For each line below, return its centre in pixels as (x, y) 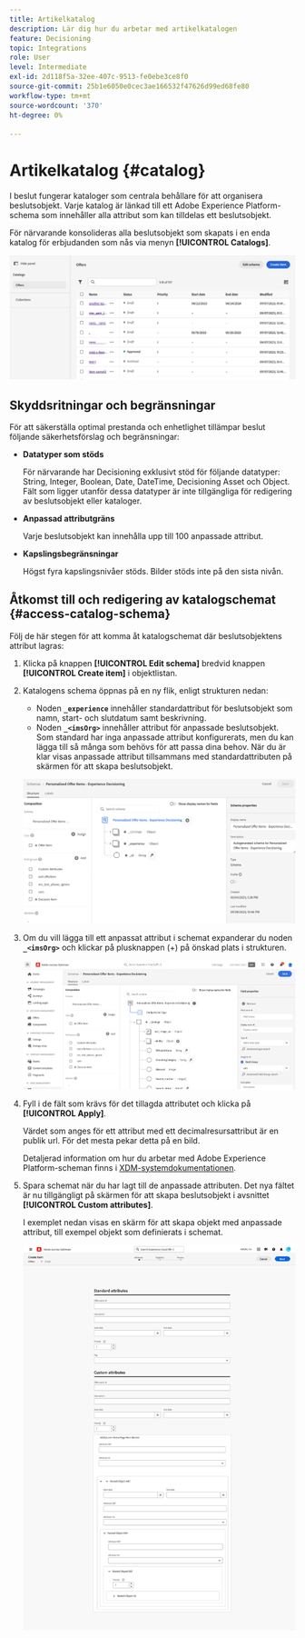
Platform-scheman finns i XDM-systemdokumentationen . (129, 1167)
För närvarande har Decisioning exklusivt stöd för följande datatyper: (151, 472)
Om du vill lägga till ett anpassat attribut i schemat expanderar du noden (157, 938)
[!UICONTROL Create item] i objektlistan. (100, 673)
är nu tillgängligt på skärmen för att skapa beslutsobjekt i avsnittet (146, 1194)
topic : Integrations (49, 48)
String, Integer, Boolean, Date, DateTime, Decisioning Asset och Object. (156, 482)
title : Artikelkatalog (52, 19)
